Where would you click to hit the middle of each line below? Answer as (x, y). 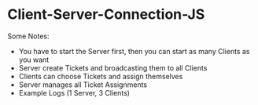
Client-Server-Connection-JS (106, 14)
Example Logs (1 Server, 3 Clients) (74, 92)
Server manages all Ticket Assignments (83, 85)
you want (34, 60)
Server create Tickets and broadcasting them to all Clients (113, 67)
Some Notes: (28, 36)
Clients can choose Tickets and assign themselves (101, 76)
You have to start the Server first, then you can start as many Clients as (134, 51)
